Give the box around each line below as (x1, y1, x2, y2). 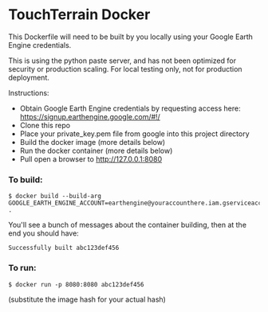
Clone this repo (19, 120, 70, 130)
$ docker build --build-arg (8, 193, 102, 201)
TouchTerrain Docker (8, 6, 151, 24)
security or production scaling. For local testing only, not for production (8, 64, 242, 73)
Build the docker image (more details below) (19, 137, 166, 146)
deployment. (8, 72, 49, 82)
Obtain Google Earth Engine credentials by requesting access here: (19, 103, 241, 113)
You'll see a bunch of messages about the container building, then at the (8, 220, 247, 230)
